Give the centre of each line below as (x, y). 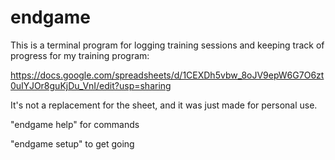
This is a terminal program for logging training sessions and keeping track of (167, 45)
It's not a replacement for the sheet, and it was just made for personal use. (164, 105)
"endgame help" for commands (75, 124)
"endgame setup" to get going (72, 143)
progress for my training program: (80, 55)
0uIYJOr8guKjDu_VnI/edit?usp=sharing (91, 85)
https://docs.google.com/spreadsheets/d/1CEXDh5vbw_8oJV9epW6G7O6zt (167, 75)
